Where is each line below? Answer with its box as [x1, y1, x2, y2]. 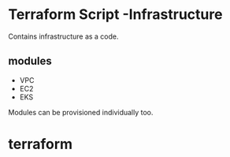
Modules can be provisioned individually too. [8, 107, 154, 117]
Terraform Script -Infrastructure [8, 6, 223, 24]
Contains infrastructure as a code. [8, 32, 120, 41]
